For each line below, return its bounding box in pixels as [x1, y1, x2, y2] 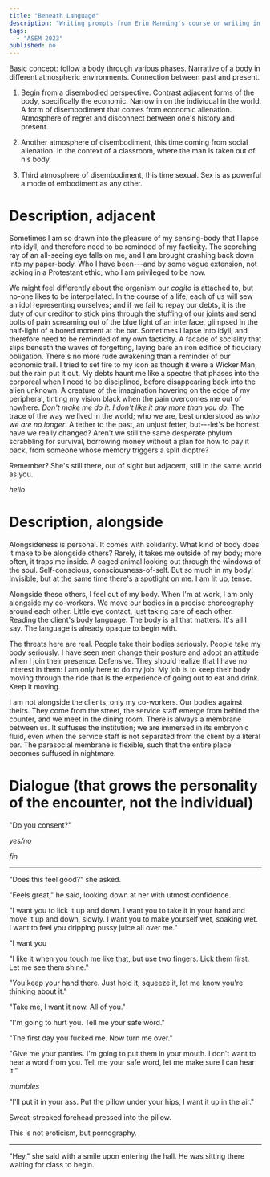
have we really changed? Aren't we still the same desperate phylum [9, 428, 232, 438]
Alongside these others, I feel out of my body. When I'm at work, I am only [9, 590, 254, 599]
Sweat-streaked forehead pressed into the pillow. [9, 1112, 171, 1122]
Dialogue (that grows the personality [9, 777, 259, 795]
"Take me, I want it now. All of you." [9, 1002, 127, 1011]
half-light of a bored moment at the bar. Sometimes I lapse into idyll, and [9, 326, 248, 336]
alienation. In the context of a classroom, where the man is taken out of [20, 146, 256, 156]
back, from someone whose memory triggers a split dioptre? [9, 445, 209, 455]
